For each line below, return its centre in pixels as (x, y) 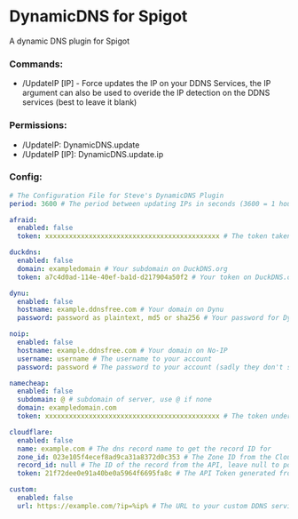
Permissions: (38, 125)
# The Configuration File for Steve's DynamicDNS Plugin (117, 196)
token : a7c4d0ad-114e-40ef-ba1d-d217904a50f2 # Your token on (134, 277)
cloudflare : (31, 432)
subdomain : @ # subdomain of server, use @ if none (115, 400)
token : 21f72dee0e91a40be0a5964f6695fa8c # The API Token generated (146, 474)
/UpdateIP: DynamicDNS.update (81, 145)
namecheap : (29, 383)
